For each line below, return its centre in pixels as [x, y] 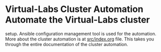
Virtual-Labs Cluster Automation [74, 9]
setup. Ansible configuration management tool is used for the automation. [81, 33]
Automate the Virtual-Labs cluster [78, 20]
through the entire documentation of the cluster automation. [67, 44]
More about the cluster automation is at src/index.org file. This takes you [80, 39]
